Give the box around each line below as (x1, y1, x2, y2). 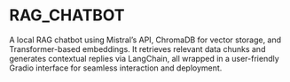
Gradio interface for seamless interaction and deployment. (9, 63, 223, 73)
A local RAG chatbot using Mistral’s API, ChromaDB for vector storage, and (9, 34, 282, 45)
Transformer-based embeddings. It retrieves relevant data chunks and (9, 43, 266, 54)
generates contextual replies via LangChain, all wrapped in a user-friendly (9, 53, 279, 63)
